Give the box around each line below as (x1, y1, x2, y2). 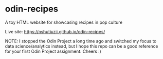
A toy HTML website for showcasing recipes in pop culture (5, 19, 123, 25)
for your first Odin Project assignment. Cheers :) (5, 48, 101, 54)
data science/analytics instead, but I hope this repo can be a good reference (5, 43, 158, 49)
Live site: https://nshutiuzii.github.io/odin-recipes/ (5, 29, 106, 34)
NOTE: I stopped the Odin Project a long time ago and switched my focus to (5, 38, 157, 44)
